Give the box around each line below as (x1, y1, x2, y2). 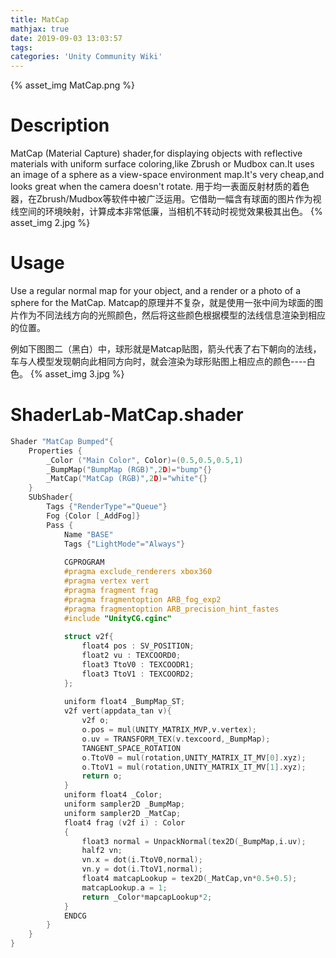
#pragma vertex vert (63, 576, 150, 586)
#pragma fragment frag (63, 585, 159, 595)
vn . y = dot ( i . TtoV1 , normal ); (81, 864, 203, 875)
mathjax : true (10, 24, 70, 34)
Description (10, 114, 110, 137)
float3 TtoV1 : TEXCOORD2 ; (81, 669, 195, 679)
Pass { (46, 520, 74, 530)
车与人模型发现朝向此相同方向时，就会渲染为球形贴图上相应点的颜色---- (10, 356, 307, 367)
